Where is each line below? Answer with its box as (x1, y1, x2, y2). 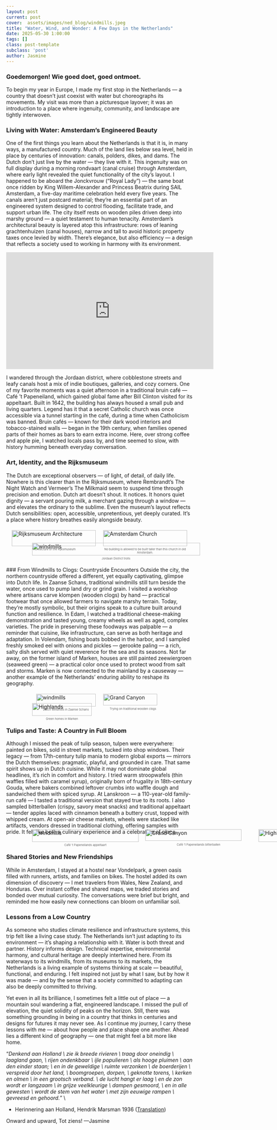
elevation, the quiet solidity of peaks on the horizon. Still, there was (6, 1007, 170, 1014)
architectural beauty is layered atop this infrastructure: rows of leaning (6, 221, 178, 229)
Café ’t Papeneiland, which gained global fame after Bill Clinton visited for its (6, 393, 193, 400)
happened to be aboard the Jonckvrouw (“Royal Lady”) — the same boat (6, 178, 184, 185)
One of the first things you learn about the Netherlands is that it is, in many (6, 140, 188, 147)
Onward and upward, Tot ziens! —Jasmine (6, 1117, 110, 1124)
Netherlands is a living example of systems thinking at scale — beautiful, (6, 964, 183, 971)
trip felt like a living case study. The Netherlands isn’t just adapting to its (6, 932, 182, 939)
